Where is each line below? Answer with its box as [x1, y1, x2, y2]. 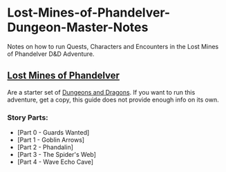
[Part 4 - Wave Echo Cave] [17, 157, 94, 166]
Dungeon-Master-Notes [7, 19, 149, 35]
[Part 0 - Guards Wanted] [17, 128, 90, 137]
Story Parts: [7, 113, 48, 122]
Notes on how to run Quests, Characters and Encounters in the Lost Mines [7, 42, 219, 50]
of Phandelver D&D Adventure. [7, 50, 95, 58]
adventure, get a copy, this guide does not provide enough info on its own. [7, 95, 219, 104]
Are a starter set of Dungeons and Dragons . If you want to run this [7, 88, 196, 96]
